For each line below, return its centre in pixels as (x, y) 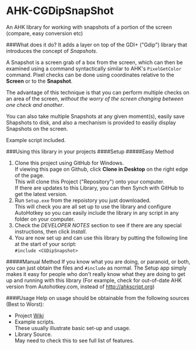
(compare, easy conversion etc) (45, 33)
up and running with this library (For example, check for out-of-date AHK (94, 280)
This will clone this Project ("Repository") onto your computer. (89, 181)
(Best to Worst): (25, 304)
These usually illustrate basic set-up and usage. (72, 328)
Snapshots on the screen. (37, 129)
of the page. (29, 175)
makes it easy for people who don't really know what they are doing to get (96, 274)
